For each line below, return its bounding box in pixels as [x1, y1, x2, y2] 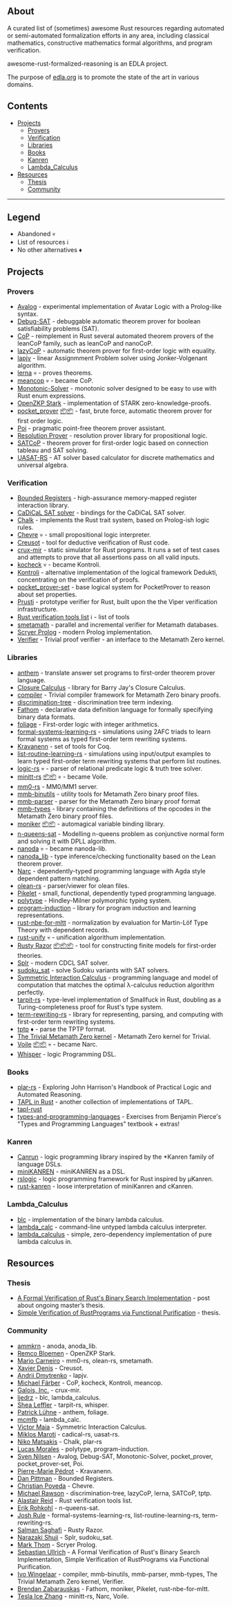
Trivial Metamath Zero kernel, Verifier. [17, 1577, 125, 1586]
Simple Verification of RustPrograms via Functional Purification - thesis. [17, 1308, 221, 1317]
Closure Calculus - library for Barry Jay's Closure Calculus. [17, 683, 186, 691]
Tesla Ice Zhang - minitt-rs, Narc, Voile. [17, 1592, 129, 1600]
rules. [17, 523, 34, 532]
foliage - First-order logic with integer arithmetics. [17, 720, 160, 728]
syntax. [17, 310, 39, 318]
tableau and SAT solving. [17, 446, 88, 454]
